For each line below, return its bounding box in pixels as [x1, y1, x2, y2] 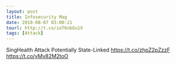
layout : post [6, 8, 38, 15]
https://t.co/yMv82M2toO [6, 53, 69, 60]
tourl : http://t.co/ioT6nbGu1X [6, 25, 83, 31]
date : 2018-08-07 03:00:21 [6, 19, 73, 25]
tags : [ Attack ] [6, 30, 44, 36]
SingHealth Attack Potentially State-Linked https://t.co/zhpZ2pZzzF [6, 46, 170, 53]
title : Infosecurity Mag [6, 14, 67, 20]
